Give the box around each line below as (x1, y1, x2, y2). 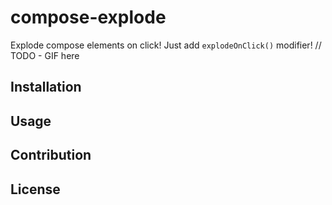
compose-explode (10, 6, 167, 29)
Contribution (10, 147, 92, 164)
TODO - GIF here (10, 49, 80, 61)
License (10, 181, 61, 198)
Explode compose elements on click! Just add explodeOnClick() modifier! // (10, 39, 322, 51)
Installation (10, 79, 82, 96)
